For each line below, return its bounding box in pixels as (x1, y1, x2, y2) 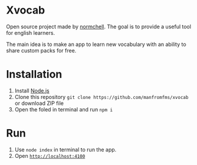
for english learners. (6, 29, 55, 36)
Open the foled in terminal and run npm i (14, 105, 113, 113)
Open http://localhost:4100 (14, 152, 86, 159)
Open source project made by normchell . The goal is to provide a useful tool (6, 23, 192, 30)
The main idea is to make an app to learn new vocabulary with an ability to (6, 41, 187, 48)
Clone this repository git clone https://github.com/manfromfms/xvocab (14, 93, 189, 100)
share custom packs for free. (6, 47, 77, 54)
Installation (6, 68, 63, 81)
